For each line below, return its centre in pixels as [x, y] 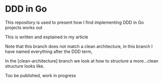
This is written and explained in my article [47, 37]
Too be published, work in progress [41, 75]
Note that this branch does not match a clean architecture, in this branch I [79, 46]
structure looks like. [25, 66]
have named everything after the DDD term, [49, 51]
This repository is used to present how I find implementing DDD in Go [74, 22]
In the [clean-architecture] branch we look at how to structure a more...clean [82, 61]
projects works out [24, 27]
